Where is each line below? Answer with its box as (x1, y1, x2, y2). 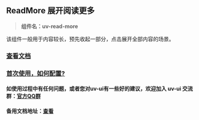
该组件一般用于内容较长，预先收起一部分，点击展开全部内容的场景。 (6, 35, 174, 42)
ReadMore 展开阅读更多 (6, 5, 95, 16)
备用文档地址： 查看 (6, 107, 54, 115)
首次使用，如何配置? (6, 69, 65, 78)
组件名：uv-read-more (20, 23, 79, 30)
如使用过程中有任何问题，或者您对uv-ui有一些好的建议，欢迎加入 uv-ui (6, 85, 182, 93)
